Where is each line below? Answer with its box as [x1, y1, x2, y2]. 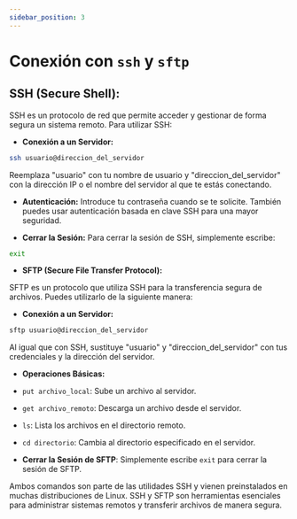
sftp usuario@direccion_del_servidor [9, 326, 149, 335]
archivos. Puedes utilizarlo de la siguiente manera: [9, 291, 193, 302]
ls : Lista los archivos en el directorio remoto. [21, 420, 186, 430]
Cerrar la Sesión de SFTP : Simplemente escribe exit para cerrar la [21, 454, 268, 465]
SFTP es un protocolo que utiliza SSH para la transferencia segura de [9, 283, 262, 293]
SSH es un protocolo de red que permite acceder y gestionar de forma [9, 110, 268, 120]
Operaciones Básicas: [21, 368, 106, 379]
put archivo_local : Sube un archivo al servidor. [21, 386, 197, 397]
